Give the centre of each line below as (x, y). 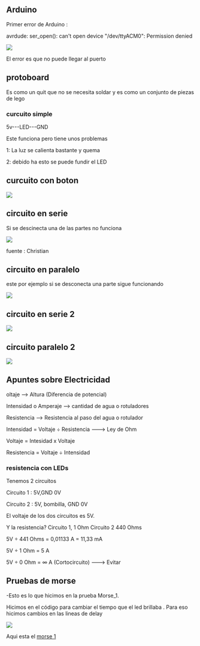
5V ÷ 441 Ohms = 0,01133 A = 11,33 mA (54, 539)
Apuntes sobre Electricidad (58, 380)
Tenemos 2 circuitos (31, 481)
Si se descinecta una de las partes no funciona (64, 228)
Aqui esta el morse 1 (31, 636)
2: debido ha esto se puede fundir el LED (57, 162)
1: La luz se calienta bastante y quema (53, 150)
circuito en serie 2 (40, 314)
